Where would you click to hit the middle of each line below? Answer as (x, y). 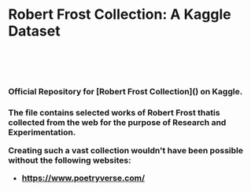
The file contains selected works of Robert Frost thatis (114, 113)
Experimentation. (42, 133)
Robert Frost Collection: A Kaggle (120, 15)
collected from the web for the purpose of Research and (117, 123)
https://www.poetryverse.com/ (83, 178)
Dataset (34, 31)
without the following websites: (70, 160)
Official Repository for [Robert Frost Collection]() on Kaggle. (125, 92)
